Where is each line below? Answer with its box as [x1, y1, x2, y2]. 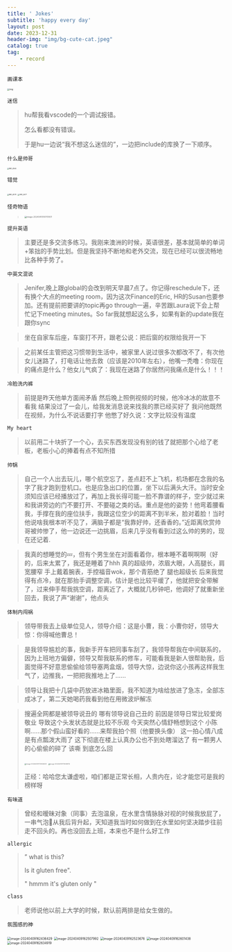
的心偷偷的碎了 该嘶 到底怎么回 [24, 744, 113, 753]
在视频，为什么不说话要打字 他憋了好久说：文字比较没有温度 [24, 411, 196, 419]
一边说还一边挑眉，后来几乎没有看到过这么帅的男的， [66, 527, 219, 535]
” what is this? [24, 853, 64, 861]
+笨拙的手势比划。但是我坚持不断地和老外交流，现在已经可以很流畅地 [24, 247, 223, 256]
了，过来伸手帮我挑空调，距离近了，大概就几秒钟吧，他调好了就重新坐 [24, 585, 225, 594]
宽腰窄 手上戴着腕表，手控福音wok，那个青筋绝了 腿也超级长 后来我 [24, 567, 217, 576]
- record [19, 56, 45, 62]
